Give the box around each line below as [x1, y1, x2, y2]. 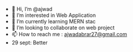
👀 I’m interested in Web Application [11, 12, 96, 19]
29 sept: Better [11, 39, 48, 46]
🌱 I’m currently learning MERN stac [11, 18, 96, 25]
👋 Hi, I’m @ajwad [11, 6, 52, 12]
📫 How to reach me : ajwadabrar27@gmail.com [11, 31, 127, 37]
